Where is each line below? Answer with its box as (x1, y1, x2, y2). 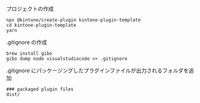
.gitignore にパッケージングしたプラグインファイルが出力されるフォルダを (6, 67, 189, 74)
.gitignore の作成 (6, 39, 47, 46)
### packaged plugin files (6, 86, 74, 92)
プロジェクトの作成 (6, 5, 54, 12)
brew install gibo (6, 51, 52, 57)
